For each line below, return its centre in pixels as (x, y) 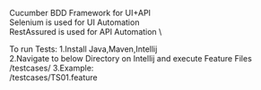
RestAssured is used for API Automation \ (86, 32)
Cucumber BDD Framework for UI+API (80, 13)
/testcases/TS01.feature (54, 78)
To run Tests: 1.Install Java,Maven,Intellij (83, 49)
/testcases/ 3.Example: (52, 68)
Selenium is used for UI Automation (74, 22)
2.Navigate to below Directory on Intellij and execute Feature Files (131, 58)
